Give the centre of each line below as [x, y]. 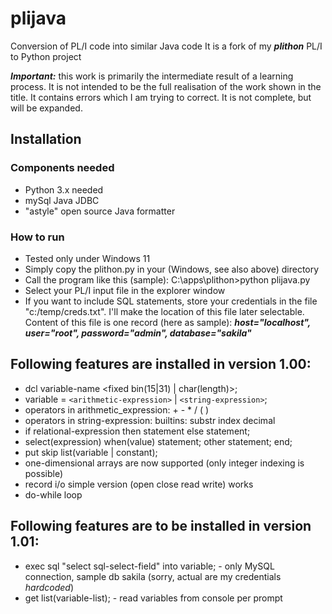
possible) [44, 473]
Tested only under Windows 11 [87, 258]
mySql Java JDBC [62, 200]
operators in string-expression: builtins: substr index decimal [150, 420]
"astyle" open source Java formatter [100, 211]
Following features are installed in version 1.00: [161, 364]
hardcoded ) [49, 587]
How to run [37, 237]
